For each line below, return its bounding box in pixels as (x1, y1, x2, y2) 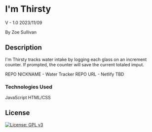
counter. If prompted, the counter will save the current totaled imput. (5, 61, 145, 67)
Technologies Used (5, 83, 53, 90)
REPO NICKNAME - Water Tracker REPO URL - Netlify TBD (5, 71, 124, 77)
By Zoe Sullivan (5, 29, 37, 35)
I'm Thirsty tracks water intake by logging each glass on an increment (5, 56, 147, 62)
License (5, 109, 30, 117)
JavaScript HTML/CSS (5, 95, 51, 101)
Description (5, 43, 42, 52)
